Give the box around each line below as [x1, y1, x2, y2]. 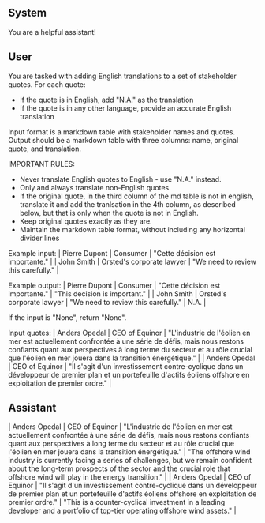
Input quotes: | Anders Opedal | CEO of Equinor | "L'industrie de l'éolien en [8, 328, 251, 337]
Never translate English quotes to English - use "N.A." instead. [19, 174, 222, 184]
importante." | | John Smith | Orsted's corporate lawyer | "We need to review [8, 257, 256, 266]
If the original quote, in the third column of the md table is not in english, [19, 191, 254, 201]
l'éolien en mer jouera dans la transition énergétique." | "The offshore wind [8, 447, 251, 457]
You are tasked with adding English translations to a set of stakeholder [8, 71, 237, 81]
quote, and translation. [8, 144, 81, 153]
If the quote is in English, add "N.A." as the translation [19, 95, 194, 104]
